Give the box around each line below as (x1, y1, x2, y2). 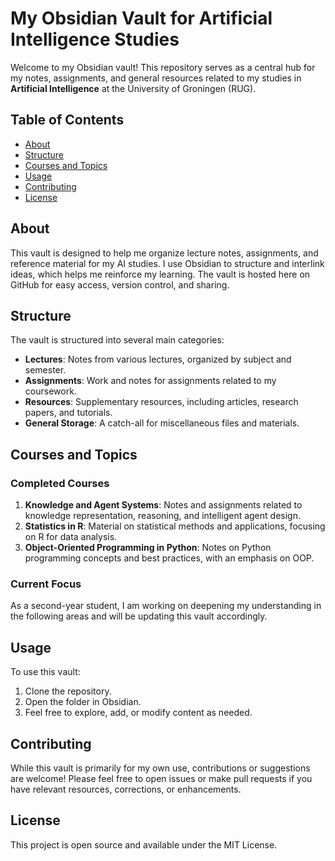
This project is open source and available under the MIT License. (10, 838, 278, 851)
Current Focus (10, 577, 82, 591)
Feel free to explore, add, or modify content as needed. (24, 707, 253, 719)
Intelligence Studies (10, 28, 180, 51)
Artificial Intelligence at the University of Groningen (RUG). (10, 82, 257, 94)
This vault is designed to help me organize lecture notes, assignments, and (10, 247, 319, 259)
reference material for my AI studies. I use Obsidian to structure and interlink (10, 257, 325, 269)
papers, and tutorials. (24, 407, 113, 419)
